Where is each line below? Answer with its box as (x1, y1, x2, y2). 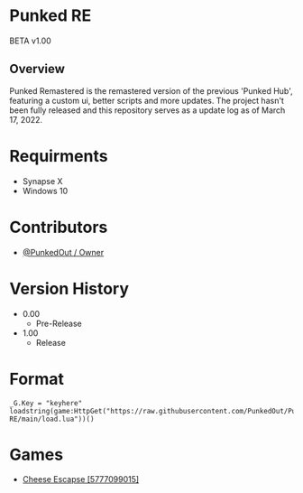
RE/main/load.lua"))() (9, 414, 95, 423)
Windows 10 (22, 185, 69, 196)
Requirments (9, 145, 108, 166)
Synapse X (22, 175, 63, 186)
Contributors (9, 217, 108, 237)
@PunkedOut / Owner (22, 246, 105, 257)
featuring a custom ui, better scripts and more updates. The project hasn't (9, 95, 284, 106)
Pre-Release (35, 318, 83, 329)
